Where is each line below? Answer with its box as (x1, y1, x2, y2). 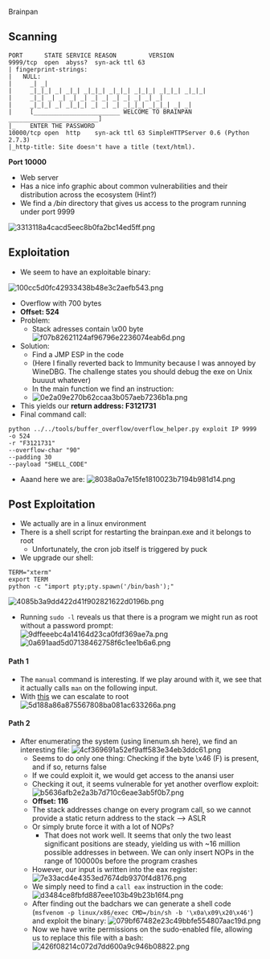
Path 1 (8, 656, 30, 666)
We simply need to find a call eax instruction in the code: (31, 881, 223, 891)
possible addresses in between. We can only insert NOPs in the (43, 847, 255, 857)
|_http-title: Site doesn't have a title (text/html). (8, 142, 196, 151)
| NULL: (8, 72, 42, 80)
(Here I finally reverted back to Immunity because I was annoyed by (31, 358, 256, 368)
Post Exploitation (8, 498, 96, 512)
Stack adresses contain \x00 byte (31, 323, 144, 333)
